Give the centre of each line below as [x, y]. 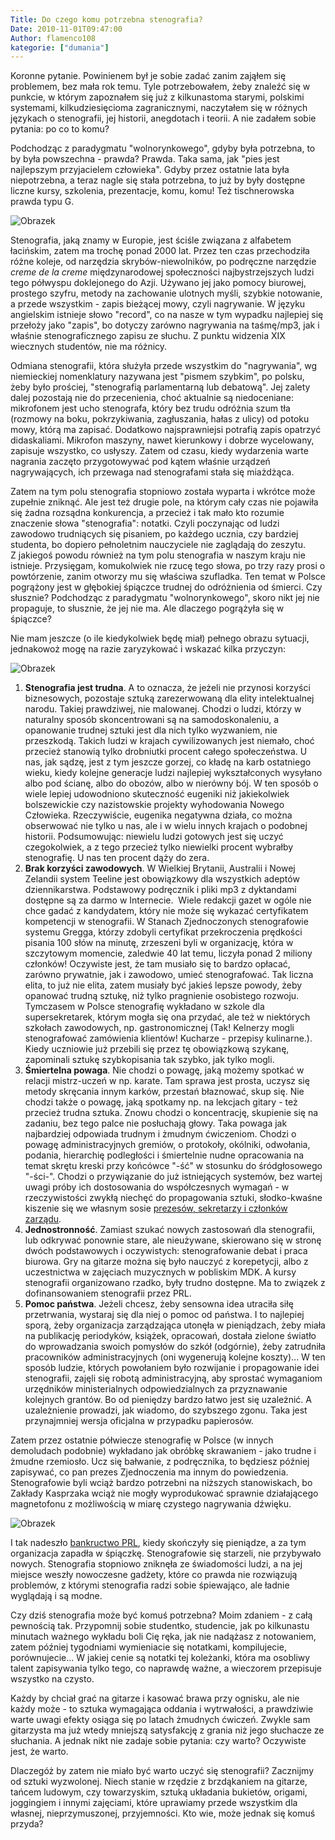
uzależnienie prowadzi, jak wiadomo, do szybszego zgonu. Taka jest [166, 1410]
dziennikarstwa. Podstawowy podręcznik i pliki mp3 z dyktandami [160, 890]
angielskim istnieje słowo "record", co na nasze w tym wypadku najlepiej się [167, 315]
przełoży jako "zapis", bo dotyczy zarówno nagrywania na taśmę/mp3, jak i [165, 325]
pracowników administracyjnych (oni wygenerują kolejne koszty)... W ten [175, 1357]
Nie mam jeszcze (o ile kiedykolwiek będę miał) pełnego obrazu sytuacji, [160, 638]
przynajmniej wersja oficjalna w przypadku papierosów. [139, 1421]
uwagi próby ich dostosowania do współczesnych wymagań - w [157, 1187]
